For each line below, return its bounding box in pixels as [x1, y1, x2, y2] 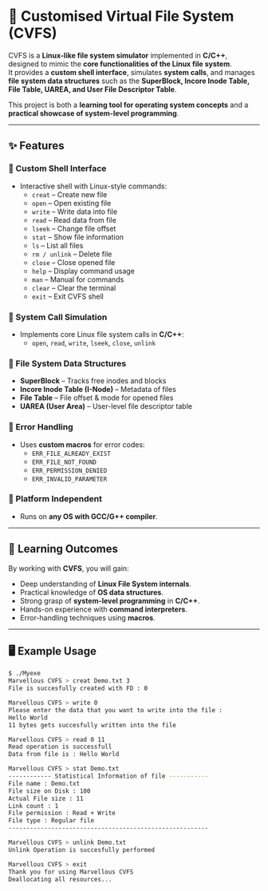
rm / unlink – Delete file [31, 249, 112, 259]
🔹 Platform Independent [8, 493, 102, 505]
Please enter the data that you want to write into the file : [8, 706, 223, 714]
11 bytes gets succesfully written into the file [8, 721, 177, 729]
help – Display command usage [31, 266, 136, 275]
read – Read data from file [31, 215, 117, 224]
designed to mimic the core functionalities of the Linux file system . [8, 59, 233, 69]
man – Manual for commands [31, 275, 124, 284]
